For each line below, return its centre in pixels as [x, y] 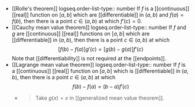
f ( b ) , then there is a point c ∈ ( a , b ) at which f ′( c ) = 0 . [77, 21]
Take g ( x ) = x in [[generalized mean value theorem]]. [100, 98]
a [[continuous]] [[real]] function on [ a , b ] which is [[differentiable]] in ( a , [100, 71]
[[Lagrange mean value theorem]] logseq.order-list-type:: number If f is [99, 65]
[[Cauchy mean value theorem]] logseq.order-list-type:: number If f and [99, 27]
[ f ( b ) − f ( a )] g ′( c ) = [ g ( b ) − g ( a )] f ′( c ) [101, 49]
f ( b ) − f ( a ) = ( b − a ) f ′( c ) [101, 86]
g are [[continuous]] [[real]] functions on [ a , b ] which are [81, 34]
